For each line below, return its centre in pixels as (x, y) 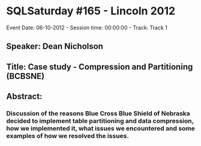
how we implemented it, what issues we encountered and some (100, 129)
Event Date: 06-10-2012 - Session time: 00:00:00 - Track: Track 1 (87, 28)
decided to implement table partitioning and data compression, (100, 121)
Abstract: (24, 97)
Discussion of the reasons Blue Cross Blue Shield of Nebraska (98, 114)
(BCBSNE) (25, 76)
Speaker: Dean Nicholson (55, 46)
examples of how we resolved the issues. (67, 136)
